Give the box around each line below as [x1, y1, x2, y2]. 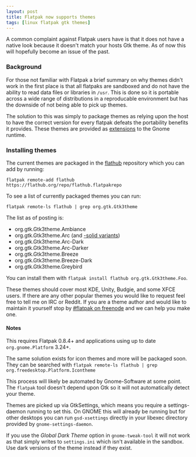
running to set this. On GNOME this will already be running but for [27, 408, 186, 415]
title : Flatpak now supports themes [6, 14, 96, 20]
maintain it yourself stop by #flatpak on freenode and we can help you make [6, 304, 191, 312]
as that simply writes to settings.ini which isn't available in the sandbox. [6, 438, 184, 445]
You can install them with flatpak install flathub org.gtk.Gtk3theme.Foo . [6, 274, 188, 281]
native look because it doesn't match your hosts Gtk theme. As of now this [6, 42, 186, 49]
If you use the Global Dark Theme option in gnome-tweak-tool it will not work [6, 432, 191, 439]
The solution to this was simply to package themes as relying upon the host [6, 112, 189, 119]
